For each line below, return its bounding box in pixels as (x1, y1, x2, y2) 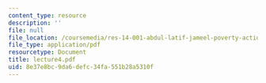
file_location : (8, 33, 59, 42)
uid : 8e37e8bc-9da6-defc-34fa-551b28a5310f (8, 63, 154, 71)
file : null (8, 26, 44, 34)
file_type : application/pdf (8, 41, 101, 49)
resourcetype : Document (8, 48, 87, 56)
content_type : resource (8, 11, 87, 20)
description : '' (8, 19, 62, 27)
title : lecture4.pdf (8, 56, 77, 64)
